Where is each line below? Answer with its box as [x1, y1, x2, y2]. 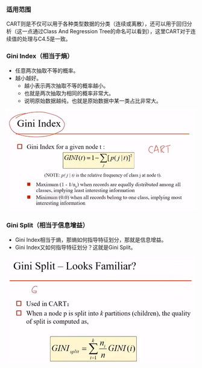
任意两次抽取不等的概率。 [14, 66, 79, 74]
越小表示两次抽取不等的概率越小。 [24, 82, 109, 89]
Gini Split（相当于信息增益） [6, 221, 89, 230]
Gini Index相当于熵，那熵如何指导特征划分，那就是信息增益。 [14, 236, 167, 243]
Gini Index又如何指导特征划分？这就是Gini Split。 [14, 244, 136, 251]
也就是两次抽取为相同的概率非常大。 [24, 89, 115, 97]
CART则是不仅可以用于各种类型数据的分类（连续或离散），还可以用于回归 [6, 20, 187, 28]
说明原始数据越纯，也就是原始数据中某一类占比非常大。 [24, 97, 162, 104]
